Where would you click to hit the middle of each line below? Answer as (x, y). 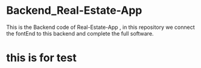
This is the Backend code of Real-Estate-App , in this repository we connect (101, 27)
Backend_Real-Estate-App (74, 11)
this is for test (41, 58)
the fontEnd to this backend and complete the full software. (80, 33)
